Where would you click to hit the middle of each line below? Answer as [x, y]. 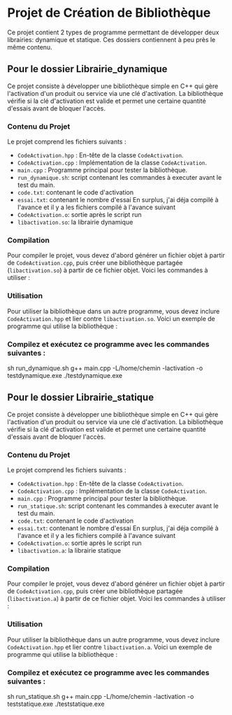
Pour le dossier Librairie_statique [81, 398]
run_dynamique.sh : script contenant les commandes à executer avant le [119, 178]
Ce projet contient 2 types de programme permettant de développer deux [113, 32]
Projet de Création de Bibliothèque [109, 13]
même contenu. [30, 47]
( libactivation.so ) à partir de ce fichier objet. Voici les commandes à [108, 270]
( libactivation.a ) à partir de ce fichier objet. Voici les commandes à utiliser [116, 599]
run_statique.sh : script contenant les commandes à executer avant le [118, 506]
